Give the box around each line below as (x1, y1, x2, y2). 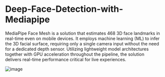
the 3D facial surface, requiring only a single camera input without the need (5, 40, 160, 46)
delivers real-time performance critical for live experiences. (5, 56, 126, 62)
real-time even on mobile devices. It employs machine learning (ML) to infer (5, 36, 160, 41)
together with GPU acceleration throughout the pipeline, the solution (5, 51, 145, 57)
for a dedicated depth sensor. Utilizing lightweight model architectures (5, 46, 149, 52)
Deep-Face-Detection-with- (5, 3, 123, 15)
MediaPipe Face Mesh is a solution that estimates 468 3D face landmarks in (5, 30, 160, 36)
